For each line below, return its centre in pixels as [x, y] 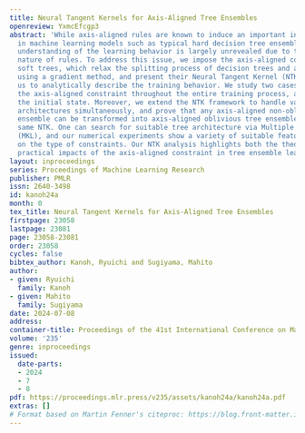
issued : [24, 355]
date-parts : [40, 364]
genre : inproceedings [50, 347]
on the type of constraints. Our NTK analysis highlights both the [148, 144]
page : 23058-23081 [44, 237]
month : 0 [26, 204]
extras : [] [30, 406]
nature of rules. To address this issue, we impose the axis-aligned [152, 60]
